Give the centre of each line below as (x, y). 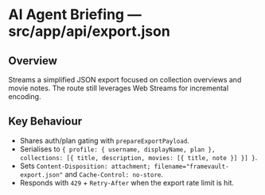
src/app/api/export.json (90, 31)
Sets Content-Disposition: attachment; (85, 166)
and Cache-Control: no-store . (114, 174)
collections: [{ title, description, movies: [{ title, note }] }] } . (138, 157)
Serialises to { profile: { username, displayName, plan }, (117, 149)
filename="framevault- (191, 166)
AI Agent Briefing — (75, 15)
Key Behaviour (45, 122)
